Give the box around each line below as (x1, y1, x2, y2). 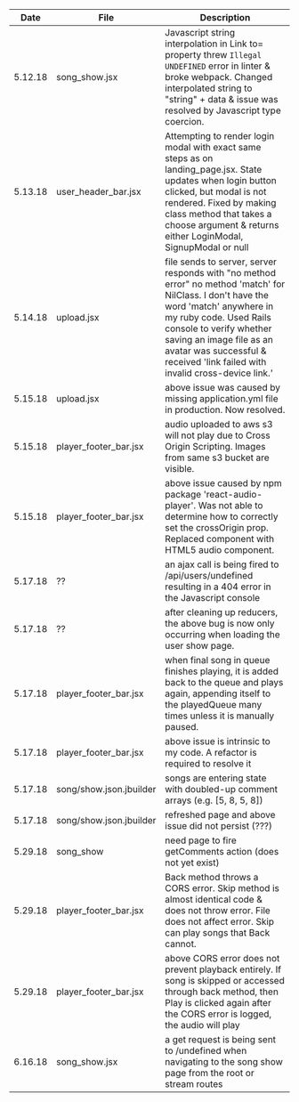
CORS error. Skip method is (164, 882, 280, 894)
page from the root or (164, 1067, 255, 1079)
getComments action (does (164, 846, 279, 857)
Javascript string (164, 27, 236, 38)
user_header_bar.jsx (56, 186, 141, 198)
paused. (164, 721, 199, 733)
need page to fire (164, 834, 238, 847)
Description (199, 12, 251, 23)
